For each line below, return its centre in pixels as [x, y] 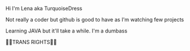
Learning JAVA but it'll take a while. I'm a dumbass [66, 31]
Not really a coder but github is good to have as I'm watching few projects [95, 19]
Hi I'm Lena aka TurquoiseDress [44, 8]
